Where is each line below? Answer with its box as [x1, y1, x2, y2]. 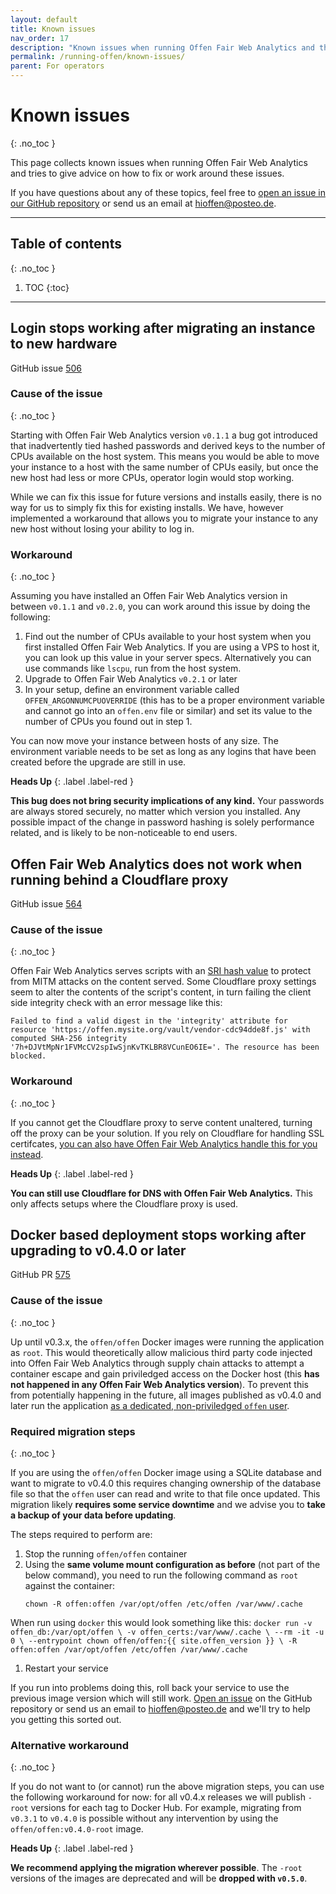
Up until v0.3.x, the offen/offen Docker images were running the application [10, 1336, 325, 1348]
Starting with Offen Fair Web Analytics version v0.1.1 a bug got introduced [10, 429, 318, 441]
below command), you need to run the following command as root [24, 1569, 299, 1581]
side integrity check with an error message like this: [10, 997, 223, 1009]
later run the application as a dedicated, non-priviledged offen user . [10, 1399, 290, 1411]
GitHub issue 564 [10, 897, 83, 910]
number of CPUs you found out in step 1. [24, 716, 193, 728]
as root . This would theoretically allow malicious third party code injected [10, 1346, 313, 1358]
